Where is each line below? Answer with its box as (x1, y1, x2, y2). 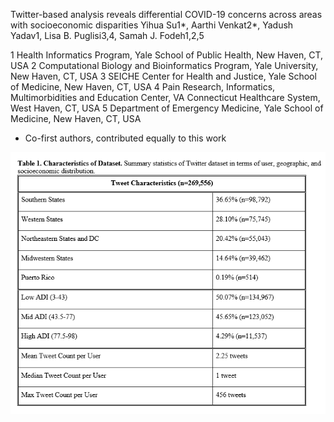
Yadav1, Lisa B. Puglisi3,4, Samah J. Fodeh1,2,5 (10, 30, 205, 41)
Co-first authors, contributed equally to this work (24, 132, 227, 144)
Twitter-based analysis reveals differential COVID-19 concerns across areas (10, 9, 323, 20)
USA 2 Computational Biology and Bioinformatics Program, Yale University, (10, 60, 319, 71)
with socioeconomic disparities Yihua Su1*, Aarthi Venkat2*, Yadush (10, 19, 294, 31)
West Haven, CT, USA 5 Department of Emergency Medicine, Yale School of (10, 102, 324, 114)
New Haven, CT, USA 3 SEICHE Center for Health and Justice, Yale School (10, 70, 317, 82)
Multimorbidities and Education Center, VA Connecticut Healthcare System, (10, 92, 321, 103)
